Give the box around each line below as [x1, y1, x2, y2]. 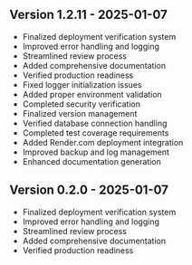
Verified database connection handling [22, 118, 168, 128]
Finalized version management [22, 108, 138, 118]
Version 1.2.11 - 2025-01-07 [9, 7, 168, 23]
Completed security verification [22, 99, 140, 109]
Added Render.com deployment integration [22, 137, 184, 147]
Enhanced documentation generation [22, 156, 161, 166]
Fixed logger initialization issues [22, 79, 142, 90]
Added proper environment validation [22, 89, 163, 99]
